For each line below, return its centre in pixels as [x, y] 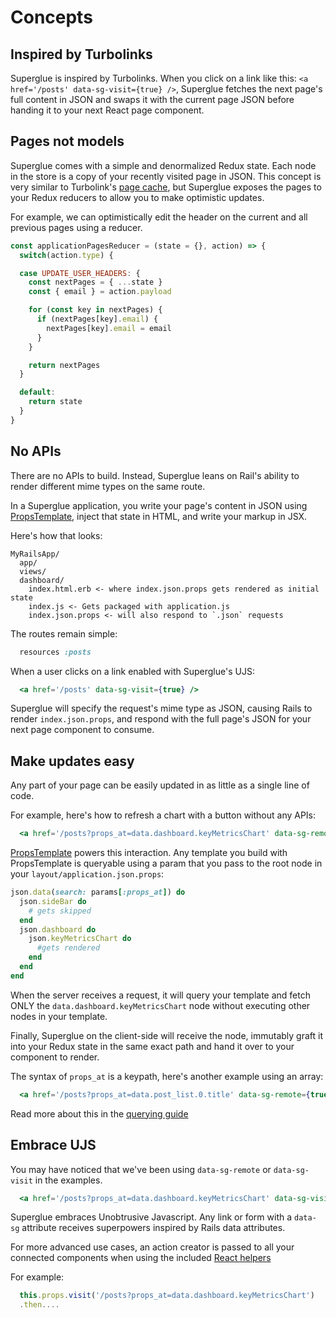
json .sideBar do [53, 901]
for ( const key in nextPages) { [95, 310]
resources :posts [55, 652]
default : [37, 392]
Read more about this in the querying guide [99, 1113]
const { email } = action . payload [100, 292]
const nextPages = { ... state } [95, 282]
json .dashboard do [58, 929]
